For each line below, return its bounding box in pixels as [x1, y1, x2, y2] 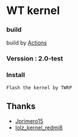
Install [6, 71, 26, 79]
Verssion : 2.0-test [6, 54, 63, 63]
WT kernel [6, 4, 60, 18]
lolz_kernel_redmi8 [15, 124, 63, 131]
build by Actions [6, 39, 47, 46]
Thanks [6, 101, 36, 111]
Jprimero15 [15, 117, 44, 125]
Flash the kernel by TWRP [6, 85, 72, 91]
